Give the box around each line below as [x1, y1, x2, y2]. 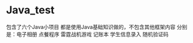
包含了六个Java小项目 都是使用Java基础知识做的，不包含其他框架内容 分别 [6, 23, 188, 30]
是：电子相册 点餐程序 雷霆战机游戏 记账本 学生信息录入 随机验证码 [6, 30, 169, 38]
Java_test [6, 3, 55, 17]
